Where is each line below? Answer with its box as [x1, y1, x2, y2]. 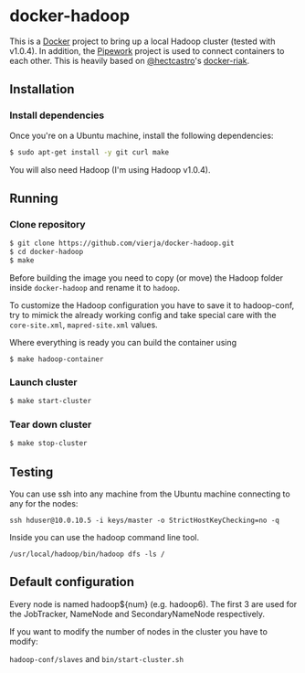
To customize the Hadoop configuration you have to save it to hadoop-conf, [9, 299, 295, 311]
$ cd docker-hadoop [9, 248, 84, 257]
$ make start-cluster [9, 397, 92, 406]
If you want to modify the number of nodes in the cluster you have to [9, 625, 268, 636]
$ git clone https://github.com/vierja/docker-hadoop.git [9, 239, 235, 248]
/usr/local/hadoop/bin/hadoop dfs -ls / [9, 550, 166, 559]
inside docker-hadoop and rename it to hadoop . [9, 282, 181, 293]
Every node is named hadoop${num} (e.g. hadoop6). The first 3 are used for [9, 598, 298, 609]
